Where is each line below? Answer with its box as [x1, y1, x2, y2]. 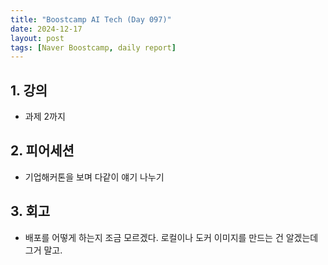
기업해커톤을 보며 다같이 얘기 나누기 [24, 171, 165, 183]
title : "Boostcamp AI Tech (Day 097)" [10, 14, 172, 25]
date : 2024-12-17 [10, 24, 83, 34]
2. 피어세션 [10, 142, 75, 160]
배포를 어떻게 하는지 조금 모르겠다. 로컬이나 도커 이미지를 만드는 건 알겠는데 [24, 231, 319, 243]
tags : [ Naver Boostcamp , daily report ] [10, 42, 177, 53]
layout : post [10, 33, 65, 43]
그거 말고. [24, 244, 63, 256]
